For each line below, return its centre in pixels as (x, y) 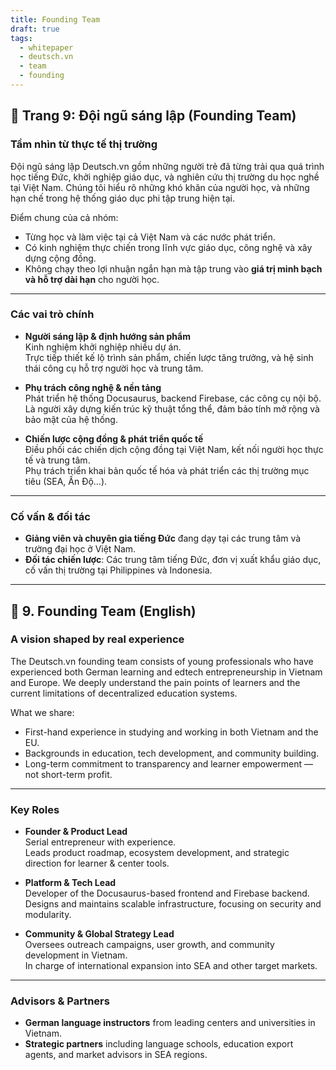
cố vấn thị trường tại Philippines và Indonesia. (118, 570)
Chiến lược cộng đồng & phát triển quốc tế (114, 438)
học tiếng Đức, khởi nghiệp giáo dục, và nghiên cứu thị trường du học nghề (165, 177)
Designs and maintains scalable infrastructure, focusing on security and (173, 904)
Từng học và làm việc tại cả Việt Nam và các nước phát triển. (150, 237)
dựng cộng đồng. (60, 258)
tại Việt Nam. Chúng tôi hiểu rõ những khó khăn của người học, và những (160, 187)
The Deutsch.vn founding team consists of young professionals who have (162, 661)
